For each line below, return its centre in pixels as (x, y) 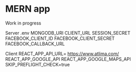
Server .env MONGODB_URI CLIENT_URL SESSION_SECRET (68, 33)
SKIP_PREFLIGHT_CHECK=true (38, 64)
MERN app (28, 9)
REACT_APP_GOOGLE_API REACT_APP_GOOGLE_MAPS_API (68, 59)
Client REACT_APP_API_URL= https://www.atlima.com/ (62, 54)
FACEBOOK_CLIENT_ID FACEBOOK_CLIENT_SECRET (60, 38)
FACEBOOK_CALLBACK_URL (35, 43)
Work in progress (23, 23)
